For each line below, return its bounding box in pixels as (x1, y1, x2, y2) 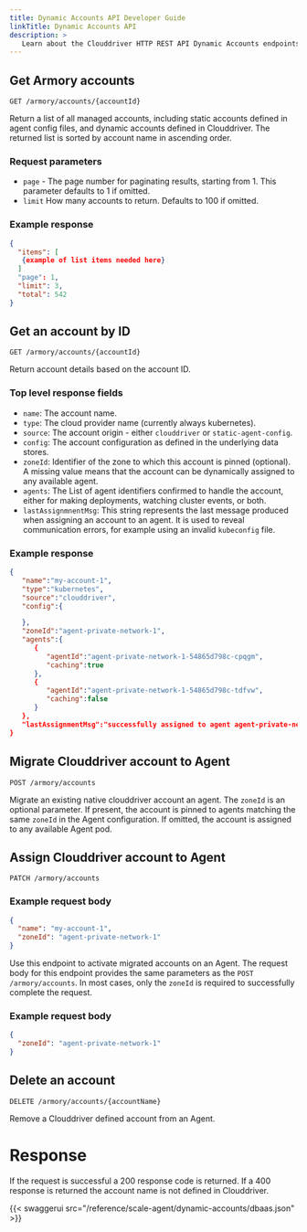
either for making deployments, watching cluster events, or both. (22, 494, 267, 505)
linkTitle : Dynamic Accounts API (9, 22, 137, 31)
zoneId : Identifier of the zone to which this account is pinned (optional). (22, 456, 291, 467)
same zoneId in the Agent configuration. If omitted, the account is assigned (9, 813, 292, 824)
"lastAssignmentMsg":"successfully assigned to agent (21, 719, 231, 729)
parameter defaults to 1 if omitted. (22, 186, 151, 196)
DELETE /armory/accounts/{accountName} (9, 1097, 162, 1106)
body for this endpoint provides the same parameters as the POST (9, 968, 254, 979)
